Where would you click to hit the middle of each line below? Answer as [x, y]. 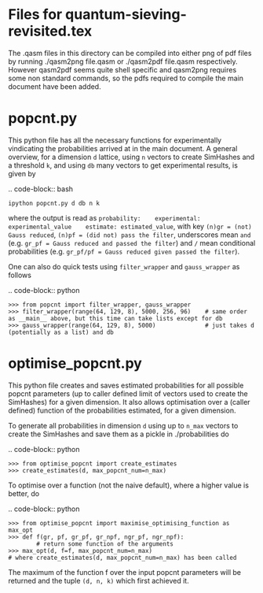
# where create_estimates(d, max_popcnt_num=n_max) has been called [122, 558]
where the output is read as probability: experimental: [104, 217]
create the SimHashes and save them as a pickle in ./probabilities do [119, 434]
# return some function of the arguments [105, 544]
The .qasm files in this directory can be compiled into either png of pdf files [130, 53]
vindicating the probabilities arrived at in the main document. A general [123, 148]
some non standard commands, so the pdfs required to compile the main [126, 78]
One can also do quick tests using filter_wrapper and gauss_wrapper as [124, 266]
